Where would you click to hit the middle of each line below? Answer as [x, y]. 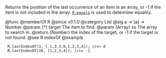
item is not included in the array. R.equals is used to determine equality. [79, 12]
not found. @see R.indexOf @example [44, 37]
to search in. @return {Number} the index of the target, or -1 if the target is [82, 32]
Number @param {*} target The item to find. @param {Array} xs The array [81, 27]
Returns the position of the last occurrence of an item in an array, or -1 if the [83, 7]
